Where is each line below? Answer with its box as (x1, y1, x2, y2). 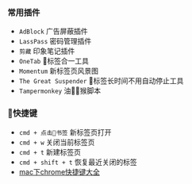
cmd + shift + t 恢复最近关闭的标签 (18, 157, 138, 167)
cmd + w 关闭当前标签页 (18, 137, 95, 147)
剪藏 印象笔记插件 (18, 46, 75, 56)
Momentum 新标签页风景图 (18, 66, 99, 76)
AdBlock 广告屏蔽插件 (18, 26, 88, 36)
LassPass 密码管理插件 (18, 36, 92, 46)
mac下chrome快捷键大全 (18, 167, 101, 176)
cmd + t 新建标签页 (18, 147, 81, 156)
